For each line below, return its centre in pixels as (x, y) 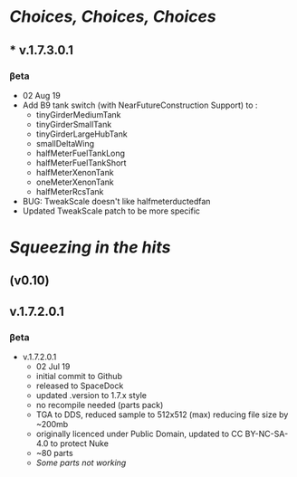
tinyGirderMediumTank (78, 114)
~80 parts (55, 453)
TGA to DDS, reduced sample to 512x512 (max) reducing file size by (162, 415)
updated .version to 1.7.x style (91, 396)
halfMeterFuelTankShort (81, 162)
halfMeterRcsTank (70, 191)
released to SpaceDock (80, 386)
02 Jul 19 (53, 367)
